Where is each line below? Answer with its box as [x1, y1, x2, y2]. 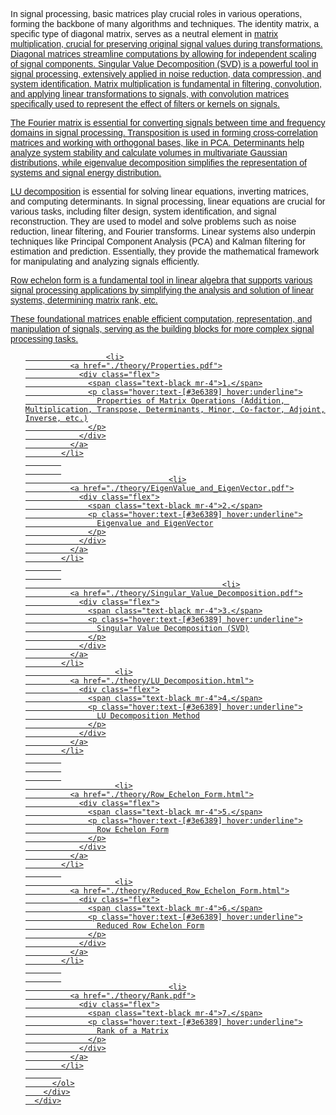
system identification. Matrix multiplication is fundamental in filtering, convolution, [10, 79, 323, 89]
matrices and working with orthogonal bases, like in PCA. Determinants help [10, 137, 305, 148]
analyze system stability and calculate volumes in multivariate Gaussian [10, 147, 288, 158]
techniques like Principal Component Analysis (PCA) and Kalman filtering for [10, 236, 306, 247]
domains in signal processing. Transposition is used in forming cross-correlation [10, 127, 318, 138]
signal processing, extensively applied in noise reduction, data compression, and [10, 69, 322, 79]
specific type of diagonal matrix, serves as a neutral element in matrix [10, 29, 278, 39]
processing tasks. [10, 334, 79, 344]
